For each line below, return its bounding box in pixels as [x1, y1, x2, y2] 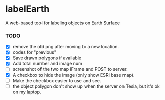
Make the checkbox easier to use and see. [12, 77, 101, 83]
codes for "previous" [12, 49, 57, 55]
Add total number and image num [12, 61, 82, 67]
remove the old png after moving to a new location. [12, 44, 119, 50]
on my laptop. [12, 89, 42, 95]
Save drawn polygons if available [12, 55, 82, 61]
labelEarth [5, 3, 50, 15]
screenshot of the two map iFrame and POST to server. [12, 66, 128, 72]
